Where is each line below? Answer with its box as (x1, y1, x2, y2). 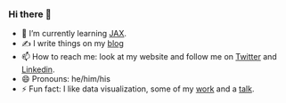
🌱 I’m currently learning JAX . (20, 28, 127, 39)
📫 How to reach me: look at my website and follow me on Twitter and (20, 51, 277, 62)
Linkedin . (20, 64, 55, 75)
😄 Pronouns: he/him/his (20, 74, 110, 84)
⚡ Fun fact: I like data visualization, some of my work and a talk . (20, 83, 255, 94)
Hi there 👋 (8, 8, 53, 20)
